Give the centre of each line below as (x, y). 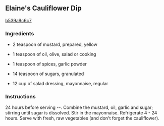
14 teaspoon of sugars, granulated (48, 74)
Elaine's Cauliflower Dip (43, 8)
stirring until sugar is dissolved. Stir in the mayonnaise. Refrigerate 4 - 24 (81, 113)
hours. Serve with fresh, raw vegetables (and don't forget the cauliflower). (83, 118)
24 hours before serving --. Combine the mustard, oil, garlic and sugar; (79, 107)
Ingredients (20, 33)
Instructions (21, 97)
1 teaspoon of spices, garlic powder (49, 64)
